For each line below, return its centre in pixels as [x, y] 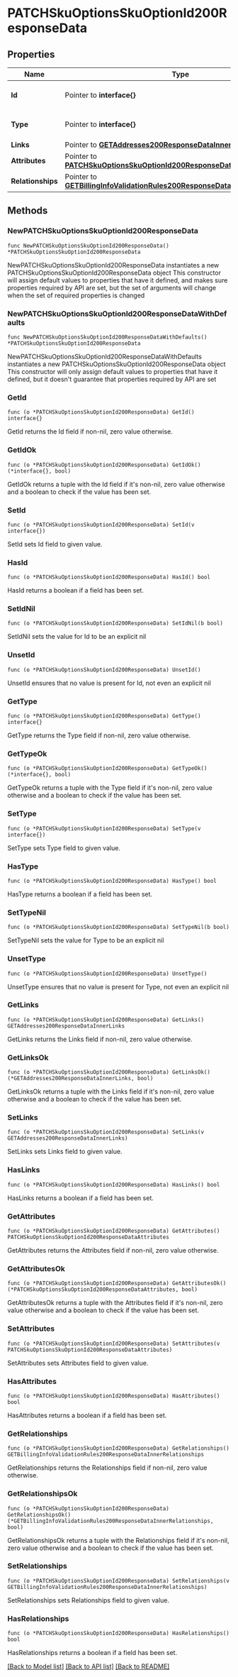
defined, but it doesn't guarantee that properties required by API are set [112, 379]
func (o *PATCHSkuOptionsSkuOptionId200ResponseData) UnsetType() [107, 974]
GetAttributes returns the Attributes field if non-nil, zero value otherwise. [113, 1250]
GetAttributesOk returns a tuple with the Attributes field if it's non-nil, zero [115, 1303]
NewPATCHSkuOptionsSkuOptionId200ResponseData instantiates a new [113, 265]
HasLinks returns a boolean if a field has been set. [80, 1198]
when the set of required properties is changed [76, 295]
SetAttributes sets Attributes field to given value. [78, 1363]
